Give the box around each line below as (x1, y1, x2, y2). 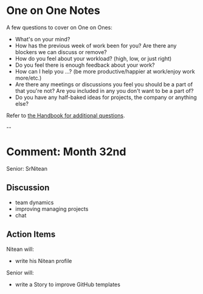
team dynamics (15, 199, 54, 206)
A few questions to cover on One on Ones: (6, 24, 112, 31)
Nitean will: (6, 245, 35, 253)
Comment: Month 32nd (6, 145, 126, 159)
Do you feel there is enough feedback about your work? (15, 61, 155, 69)
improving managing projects (15, 205, 89, 213)
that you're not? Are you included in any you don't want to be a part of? (15, 87, 194, 94)
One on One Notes (6, 4, 100, 18)
